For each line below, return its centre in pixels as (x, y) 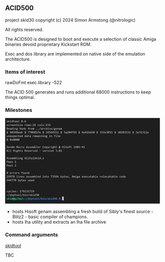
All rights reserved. (24, 30)
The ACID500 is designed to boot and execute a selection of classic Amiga (81, 39)
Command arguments (32, 235)
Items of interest (25, 72)
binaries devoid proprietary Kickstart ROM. (48, 44)
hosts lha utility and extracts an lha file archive (59, 222)
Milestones (19, 110)
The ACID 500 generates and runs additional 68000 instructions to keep (78, 92)
